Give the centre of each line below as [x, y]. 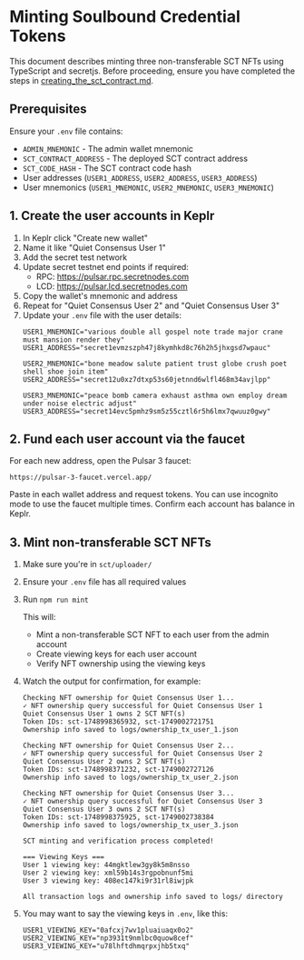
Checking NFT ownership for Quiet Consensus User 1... [128, 698]
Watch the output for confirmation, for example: [112, 681]
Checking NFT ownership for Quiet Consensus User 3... [128, 794]
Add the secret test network [75, 257]
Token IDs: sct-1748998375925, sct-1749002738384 [118, 817]
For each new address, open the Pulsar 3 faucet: [101, 461]
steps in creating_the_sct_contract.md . [82, 80]
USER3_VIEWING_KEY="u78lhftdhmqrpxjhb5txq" [106, 946]
